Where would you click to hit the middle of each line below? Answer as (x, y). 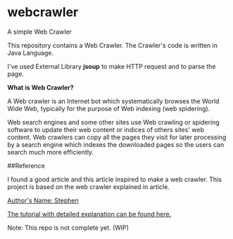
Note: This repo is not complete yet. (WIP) (68, 227)
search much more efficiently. (50, 152)
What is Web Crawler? (40, 87)
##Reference (26, 165)
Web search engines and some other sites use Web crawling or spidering (113, 122)
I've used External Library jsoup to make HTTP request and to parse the (112, 66)
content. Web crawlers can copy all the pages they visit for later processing (117, 137)
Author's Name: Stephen (43, 200)
